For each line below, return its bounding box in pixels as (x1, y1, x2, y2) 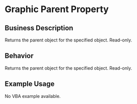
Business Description (5, 24, 74, 32)
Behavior (5, 51, 34, 60)
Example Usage (5, 80, 55, 88)
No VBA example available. (5, 93, 61, 99)
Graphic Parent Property (5, 4, 109, 15)
